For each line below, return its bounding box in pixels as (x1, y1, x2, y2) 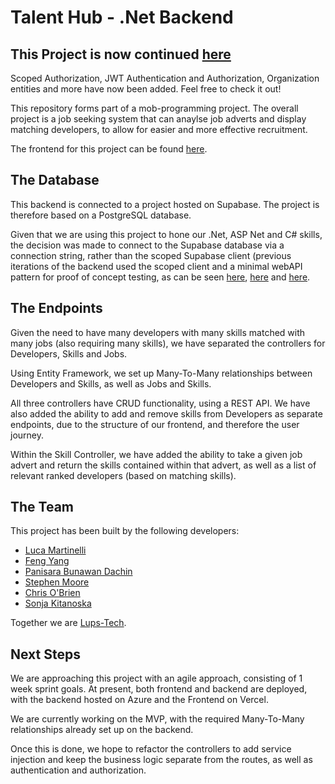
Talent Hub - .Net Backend (10, 6, 234, 29)
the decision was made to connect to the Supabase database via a (10, 239, 285, 251)
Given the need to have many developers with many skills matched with (10, 326, 306, 338)
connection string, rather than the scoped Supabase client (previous (10, 249, 292, 261)
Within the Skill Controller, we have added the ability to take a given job (10, 448, 303, 460)
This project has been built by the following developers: (10, 525, 240, 537)
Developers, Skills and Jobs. (10, 347, 128, 360)
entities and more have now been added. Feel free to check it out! (10, 83, 282, 95)
